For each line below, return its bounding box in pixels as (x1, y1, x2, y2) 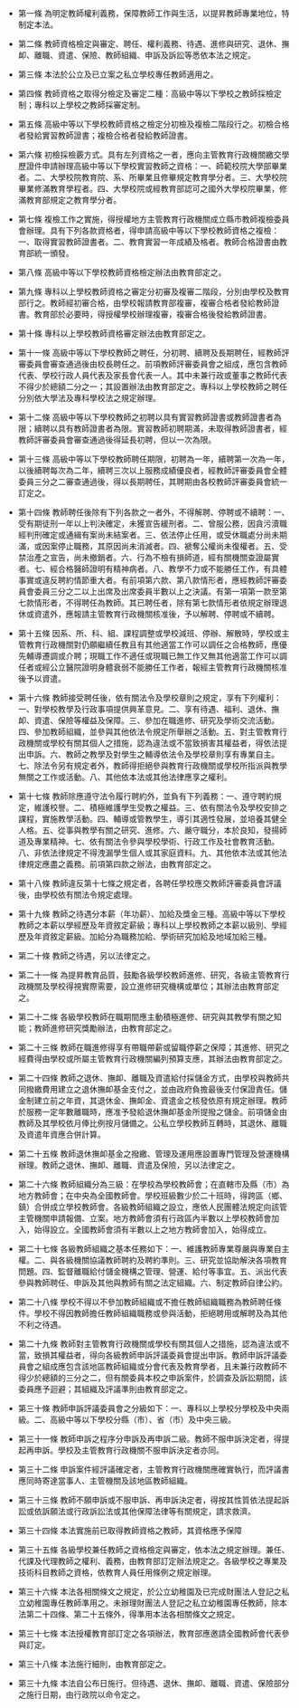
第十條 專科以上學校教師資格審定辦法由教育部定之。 (17, 329, 210, 339)
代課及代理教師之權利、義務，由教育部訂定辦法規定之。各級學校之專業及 (17, 1556, 287, 1566)
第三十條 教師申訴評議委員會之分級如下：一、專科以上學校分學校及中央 (17, 1403, 282, 1414)
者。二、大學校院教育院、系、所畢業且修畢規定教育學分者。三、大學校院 (17, 172, 287, 183)
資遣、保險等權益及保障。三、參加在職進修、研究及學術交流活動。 (33, 715, 280, 726)
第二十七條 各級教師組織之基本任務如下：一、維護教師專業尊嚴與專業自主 (17, 1244, 290, 1254)
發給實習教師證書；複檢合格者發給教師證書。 (25, 130, 192, 140)
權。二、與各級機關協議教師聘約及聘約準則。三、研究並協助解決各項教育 (17, 1255, 287, 1265)
